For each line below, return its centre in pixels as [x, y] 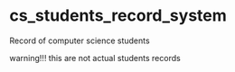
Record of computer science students [80, 40]
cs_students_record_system [118, 16]
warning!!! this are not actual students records [95, 58]
